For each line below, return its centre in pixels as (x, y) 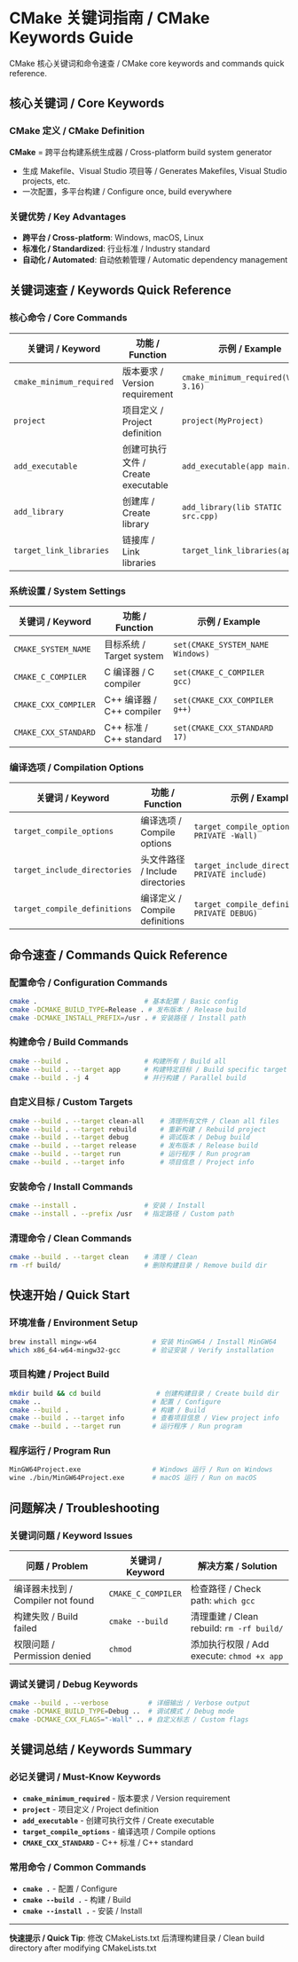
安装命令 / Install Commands (71, 1186)
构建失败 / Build (46, 1616)
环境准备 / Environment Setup (74, 1323)
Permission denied (52, 1656)
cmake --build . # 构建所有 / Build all (118, 1061)
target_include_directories (73, 870)
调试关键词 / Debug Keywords (74, 1684)
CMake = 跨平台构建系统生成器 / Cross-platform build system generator (141, 152)
